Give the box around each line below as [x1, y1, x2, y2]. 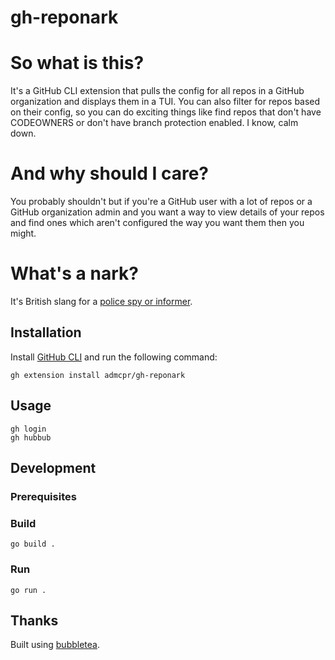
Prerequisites [10, 489, 77, 503]
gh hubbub [10, 432, 52, 443]
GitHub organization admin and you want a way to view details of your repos [10, 206, 325, 218]
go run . [10, 585, 47, 595]
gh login [10, 424, 47, 434]
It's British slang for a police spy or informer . [10, 296, 193, 307]
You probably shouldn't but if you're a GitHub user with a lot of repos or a [10, 196, 313, 208]
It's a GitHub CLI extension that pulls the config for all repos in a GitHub [10, 85, 305, 97]
